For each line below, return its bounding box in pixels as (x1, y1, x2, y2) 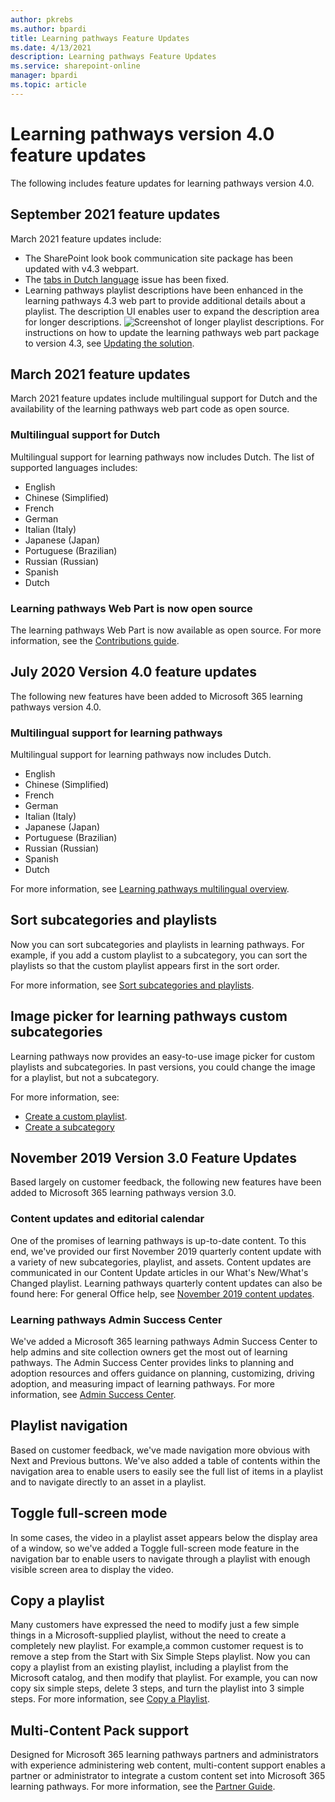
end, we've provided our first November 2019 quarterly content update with (10, 1245, 322, 1257)
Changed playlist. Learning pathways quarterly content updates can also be (10, 1277, 323, 1289)
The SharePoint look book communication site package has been (24, 252, 293, 264)
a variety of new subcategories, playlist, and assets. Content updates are (10, 1256, 312, 1268)
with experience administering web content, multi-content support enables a (10, 1759, 326, 1771)
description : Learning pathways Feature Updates (10, 52, 217, 62)
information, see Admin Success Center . (10, 1389, 177, 1401)
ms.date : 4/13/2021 (10, 42, 92, 53)
